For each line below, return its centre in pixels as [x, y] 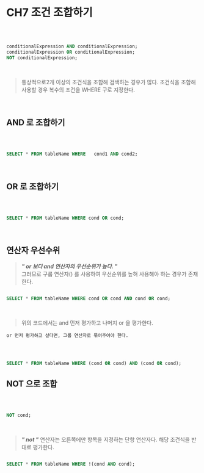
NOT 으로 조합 [32, 384]
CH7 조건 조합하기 [49, 13]
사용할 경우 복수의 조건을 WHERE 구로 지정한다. [78, 90]
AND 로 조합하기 [36, 122]
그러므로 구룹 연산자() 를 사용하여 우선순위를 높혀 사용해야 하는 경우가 [104, 274]
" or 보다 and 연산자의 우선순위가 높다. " [69, 266]
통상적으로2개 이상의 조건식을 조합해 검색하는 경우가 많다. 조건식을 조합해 [109, 82]
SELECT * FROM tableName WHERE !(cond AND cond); [71, 464]
